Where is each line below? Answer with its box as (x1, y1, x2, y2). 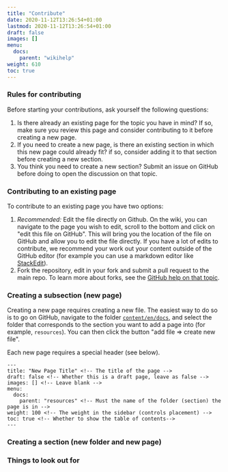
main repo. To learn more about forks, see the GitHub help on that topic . (16, 274, 220, 282)
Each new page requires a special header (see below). (7, 348, 160, 356)
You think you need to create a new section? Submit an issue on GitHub (16, 162, 218, 170)
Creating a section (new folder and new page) (7, 437, 162, 447)
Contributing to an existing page (7, 186, 117, 196)
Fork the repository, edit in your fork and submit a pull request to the (16, 266, 210, 274)
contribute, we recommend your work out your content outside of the (16, 244, 212, 253)
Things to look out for (7, 456, 80, 465)
